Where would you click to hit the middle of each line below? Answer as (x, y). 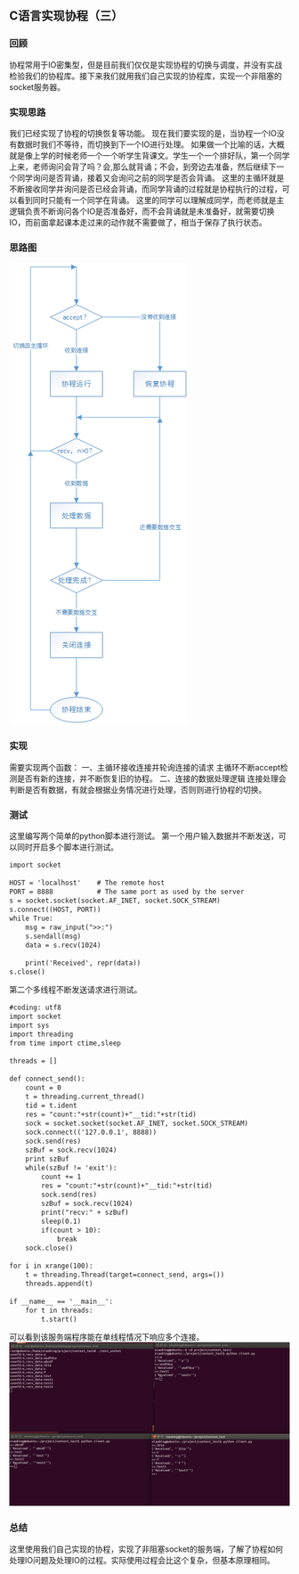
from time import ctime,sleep (65, 1043)
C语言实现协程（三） (66, 16)
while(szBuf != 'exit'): (71, 1168)
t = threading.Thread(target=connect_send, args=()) (125, 1275)
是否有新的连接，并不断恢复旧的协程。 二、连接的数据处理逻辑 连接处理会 (151, 779)
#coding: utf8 (36, 1007)
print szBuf (47, 1159)
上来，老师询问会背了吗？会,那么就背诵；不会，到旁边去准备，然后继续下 (143, 167)
